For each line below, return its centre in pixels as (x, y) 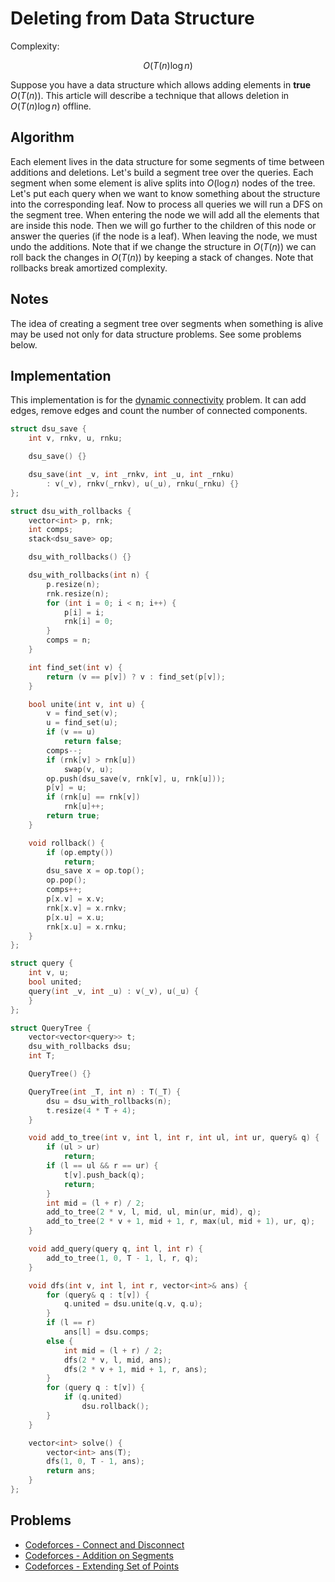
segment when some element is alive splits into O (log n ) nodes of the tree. (163, 183)
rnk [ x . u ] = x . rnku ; (87, 927)
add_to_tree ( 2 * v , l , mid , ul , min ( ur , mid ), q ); (154, 1212)
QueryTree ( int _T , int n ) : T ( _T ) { (105, 1092)
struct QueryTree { (51, 1028)
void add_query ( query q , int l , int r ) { (115, 1249)
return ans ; (71, 1471)
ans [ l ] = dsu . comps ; (106, 1332)
